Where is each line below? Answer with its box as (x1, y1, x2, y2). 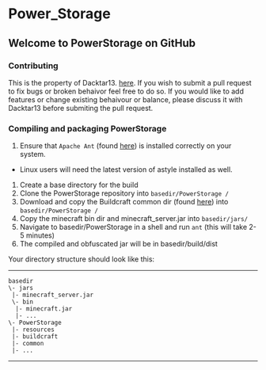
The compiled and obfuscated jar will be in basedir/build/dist (19, 239, 218, 249)
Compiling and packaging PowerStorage (8, 123, 167, 134)
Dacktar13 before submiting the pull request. (8, 103, 154, 113)
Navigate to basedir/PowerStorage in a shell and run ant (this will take (19, 223, 248, 232)
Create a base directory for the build (19, 180, 139, 190)
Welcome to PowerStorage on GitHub (8, 36, 196, 50)
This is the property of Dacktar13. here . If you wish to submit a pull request (8, 78, 252, 87)
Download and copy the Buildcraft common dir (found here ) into (19, 197, 229, 207)
